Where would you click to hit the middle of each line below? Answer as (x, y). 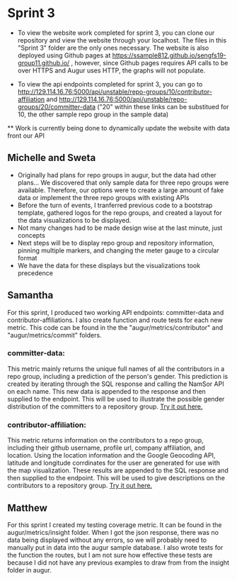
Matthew (28, 508)
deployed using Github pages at (64, 55)
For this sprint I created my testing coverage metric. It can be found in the (115, 525)
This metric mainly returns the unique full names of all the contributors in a (116, 369)
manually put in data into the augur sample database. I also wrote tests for (115, 547)
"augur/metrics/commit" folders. (54, 335)
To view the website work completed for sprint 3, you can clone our (116, 33)
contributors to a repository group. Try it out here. (80, 486)
